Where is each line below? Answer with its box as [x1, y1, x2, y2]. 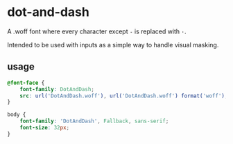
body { [7, 111, 26, 118]
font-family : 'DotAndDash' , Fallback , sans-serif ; [19, 118, 169, 125]
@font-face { [7, 79, 45, 86]
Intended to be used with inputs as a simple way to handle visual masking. [7, 40, 219, 49]
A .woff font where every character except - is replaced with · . [7, 27, 187, 35]
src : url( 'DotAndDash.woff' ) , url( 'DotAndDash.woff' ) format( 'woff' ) [19, 92, 225, 99]
